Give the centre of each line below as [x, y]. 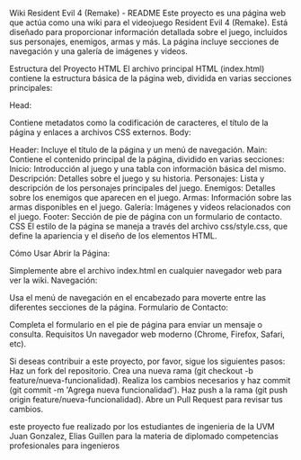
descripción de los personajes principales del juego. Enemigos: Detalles [142, 188]
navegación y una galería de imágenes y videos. [99, 51]
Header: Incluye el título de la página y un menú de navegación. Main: [138, 149]
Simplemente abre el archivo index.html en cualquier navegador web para [146, 271]
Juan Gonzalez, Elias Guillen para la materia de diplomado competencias [144, 436]
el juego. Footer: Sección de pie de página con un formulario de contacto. [146, 216]
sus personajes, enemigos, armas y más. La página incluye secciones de [144, 41]
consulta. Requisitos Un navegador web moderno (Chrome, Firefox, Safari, [147, 334]
